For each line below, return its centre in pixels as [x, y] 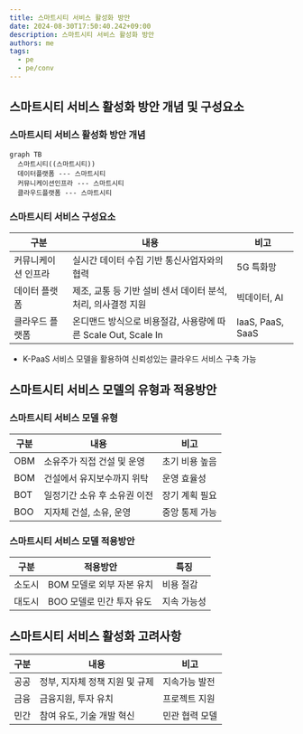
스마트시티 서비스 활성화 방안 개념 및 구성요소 [127, 107]
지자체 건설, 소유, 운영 [87, 512]
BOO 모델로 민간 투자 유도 [100, 601]
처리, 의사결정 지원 [109, 304]
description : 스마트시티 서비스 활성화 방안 [82, 34]
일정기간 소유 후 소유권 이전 [98, 495]
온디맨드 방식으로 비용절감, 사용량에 [143, 321]
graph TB [26, 155]
